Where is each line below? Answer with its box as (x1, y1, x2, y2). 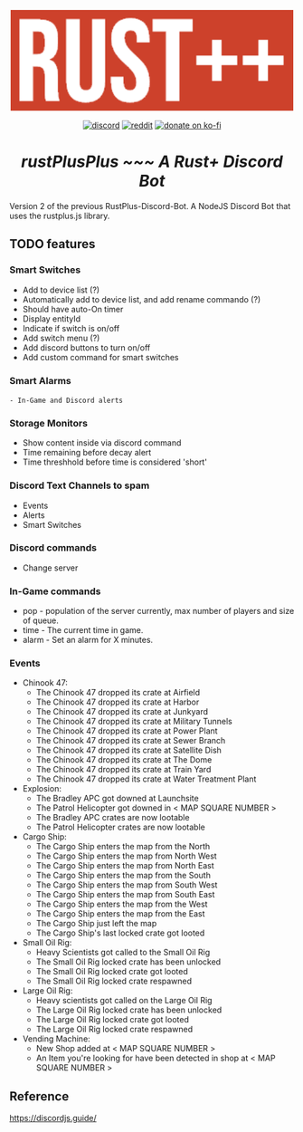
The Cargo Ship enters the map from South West (35, 879, 218, 890)
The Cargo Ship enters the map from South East (35, 889, 215, 900)
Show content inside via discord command (22, 437, 182, 448)
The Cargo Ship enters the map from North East (35, 860, 214, 871)
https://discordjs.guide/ (9, 1113, 97, 1124)
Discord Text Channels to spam (9, 479, 150, 492)
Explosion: (22, 783, 62, 794)
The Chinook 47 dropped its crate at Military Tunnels (35, 716, 232, 727)
